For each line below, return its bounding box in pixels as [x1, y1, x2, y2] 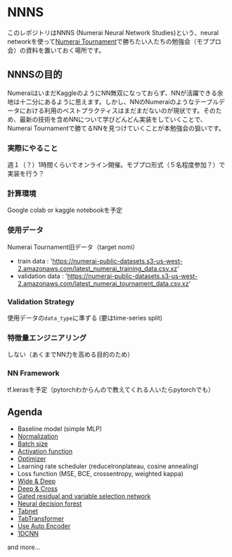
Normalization [17, 432, 58, 441]
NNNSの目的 [7, 68, 63, 81]
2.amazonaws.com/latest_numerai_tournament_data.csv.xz [17, 279, 189, 287]
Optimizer [17, 455, 46, 463]
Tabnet [17, 507, 39, 515]
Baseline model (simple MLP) [17, 425, 103, 433]
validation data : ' [17, 272, 68, 280]
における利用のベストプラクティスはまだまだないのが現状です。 [19, 106, 204, 115]
